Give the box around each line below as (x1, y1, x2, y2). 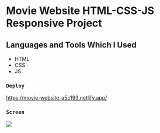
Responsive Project (6, 16, 102, 30)
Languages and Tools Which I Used (6, 40, 137, 50)
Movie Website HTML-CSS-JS (6, 4, 155, 18)
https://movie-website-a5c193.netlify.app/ (6, 94, 107, 101)
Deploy (6, 82, 25, 89)
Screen (6, 109, 25, 115)
